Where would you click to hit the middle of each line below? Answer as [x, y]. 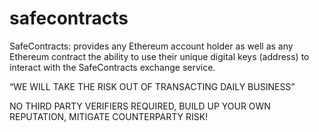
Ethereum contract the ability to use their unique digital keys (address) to [159, 56]
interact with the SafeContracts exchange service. [112, 67]
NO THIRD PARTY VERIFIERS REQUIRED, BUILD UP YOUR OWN [140, 106]
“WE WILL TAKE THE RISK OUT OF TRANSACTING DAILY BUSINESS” [152, 86]
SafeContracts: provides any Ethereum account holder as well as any [151, 46]
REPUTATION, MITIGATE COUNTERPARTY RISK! [109, 116]
